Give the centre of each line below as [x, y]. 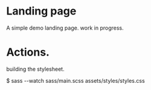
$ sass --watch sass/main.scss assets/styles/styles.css [75, 80]
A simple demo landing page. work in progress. [65, 28]
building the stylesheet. [35, 69]
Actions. [28, 52]
